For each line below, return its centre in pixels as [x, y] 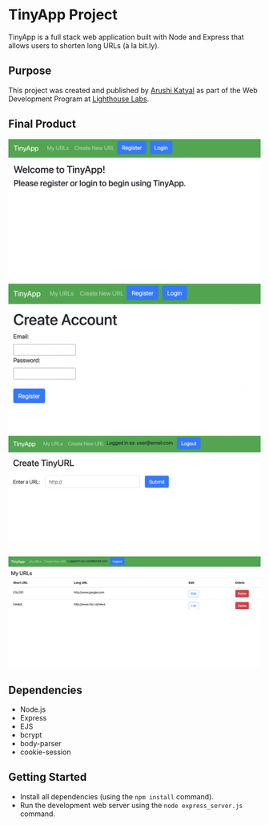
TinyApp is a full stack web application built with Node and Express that [126, 37]
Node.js [33, 709]
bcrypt [31, 735]
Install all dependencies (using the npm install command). [117, 796]
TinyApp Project [63, 15]
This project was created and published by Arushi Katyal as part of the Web [133, 90]
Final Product [42, 124]
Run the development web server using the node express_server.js [131, 805]
